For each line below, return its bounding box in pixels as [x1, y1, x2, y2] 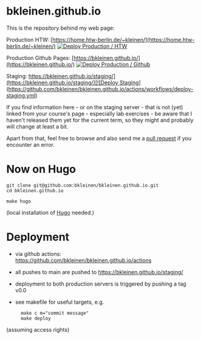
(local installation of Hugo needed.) [6, 209, 95, 216]
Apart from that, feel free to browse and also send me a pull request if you [6, 135, 192, 142]
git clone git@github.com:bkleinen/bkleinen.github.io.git [6, 182, 159, 189]
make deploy [21, 315, 51, 321]
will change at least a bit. [6, 123, 69, 130]
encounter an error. [6, 141, 55, 148]
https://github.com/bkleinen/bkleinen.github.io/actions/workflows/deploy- [8, 85, 194, 92]
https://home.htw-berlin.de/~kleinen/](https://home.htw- [52, 36, 195, 43]
